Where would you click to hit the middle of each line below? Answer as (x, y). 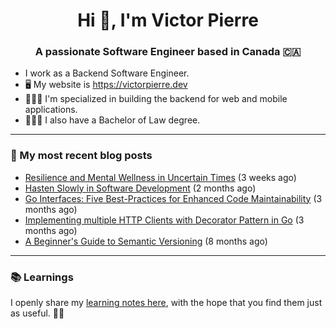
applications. (51, 110)
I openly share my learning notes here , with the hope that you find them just (166, 303)
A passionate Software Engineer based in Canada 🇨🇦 (168, 52)
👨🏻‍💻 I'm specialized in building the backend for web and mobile (156, 99)
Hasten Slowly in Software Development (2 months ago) (140, 188)
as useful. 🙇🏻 (37, 313)
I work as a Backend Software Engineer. (107, 73)
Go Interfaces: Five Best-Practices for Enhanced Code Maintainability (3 (173, 198)
